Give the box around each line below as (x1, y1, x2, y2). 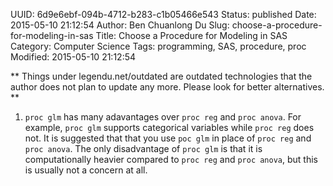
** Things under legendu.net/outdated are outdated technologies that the (10, 70, 313, 82)
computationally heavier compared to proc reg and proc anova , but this (24, 154, 318, 165)
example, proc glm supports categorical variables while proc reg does (24, 122, 315, 133)
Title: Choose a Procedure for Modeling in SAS (95, 30, 288, 41)
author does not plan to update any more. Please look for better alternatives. (10, 81, 325, 93)
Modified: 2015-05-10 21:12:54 (10, 51, 137, 63)
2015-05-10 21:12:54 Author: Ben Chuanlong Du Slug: (10, 19, 230, 31)
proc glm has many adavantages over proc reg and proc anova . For (24, 111, 302, 123)
